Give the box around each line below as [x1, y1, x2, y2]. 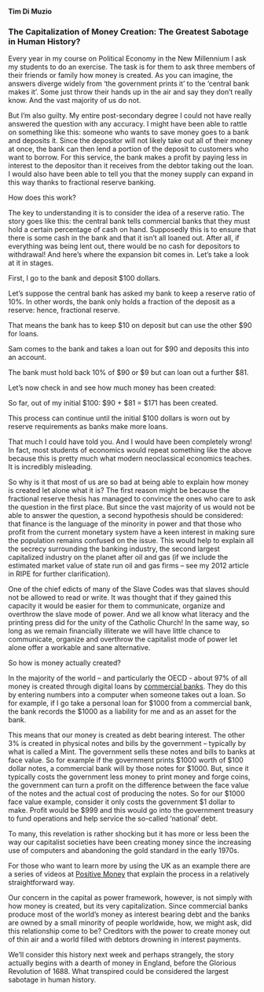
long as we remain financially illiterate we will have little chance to [8, 626, 221, 636]
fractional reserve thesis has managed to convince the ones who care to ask [8, 494, 256, 504]
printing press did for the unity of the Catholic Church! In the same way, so [8, 618, 250, 627]
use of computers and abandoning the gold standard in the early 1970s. [8, 846, 240, 855]
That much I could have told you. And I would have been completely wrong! [8, 437, 253, 446]
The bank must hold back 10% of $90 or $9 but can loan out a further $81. [8, 368, 249, 377]
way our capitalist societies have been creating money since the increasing [8, 837, 251, 847]
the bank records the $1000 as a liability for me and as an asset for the [8, 707, 237, 716]
